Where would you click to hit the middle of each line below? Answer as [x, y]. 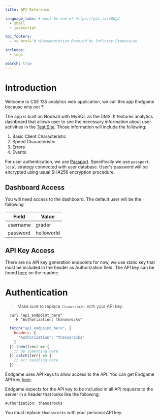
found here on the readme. [32, 273]
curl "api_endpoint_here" [36, 316]
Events [19, 152]
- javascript [23, 28]
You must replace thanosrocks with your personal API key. [64, 412]
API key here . [19, 379]
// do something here [36, 351]
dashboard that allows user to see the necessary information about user [78, 122]
